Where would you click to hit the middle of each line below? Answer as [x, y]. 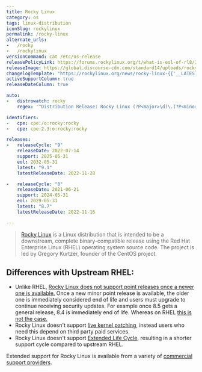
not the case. [31, 319]
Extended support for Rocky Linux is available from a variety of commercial [99, 356]
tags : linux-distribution [38, 23]
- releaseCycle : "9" [35, 145]
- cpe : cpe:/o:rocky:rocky [43, 123]
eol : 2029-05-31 [38, 201]
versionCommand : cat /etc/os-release [54, 57]
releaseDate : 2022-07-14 [48, 151]
